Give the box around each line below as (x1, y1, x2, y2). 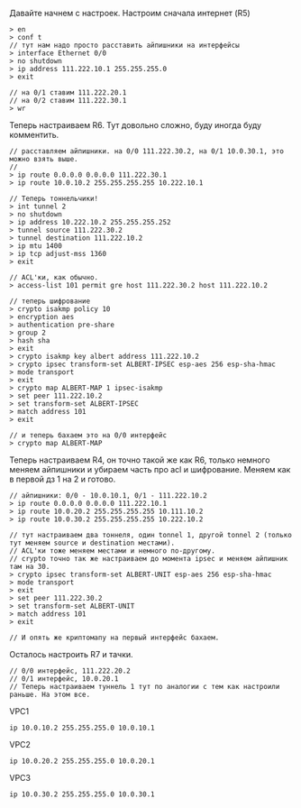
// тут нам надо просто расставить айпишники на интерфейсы (9, 41, 241, 50)
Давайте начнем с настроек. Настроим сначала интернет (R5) (9, 8, 251, 18)
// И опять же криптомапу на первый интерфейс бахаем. (9, 633, 220, 642)
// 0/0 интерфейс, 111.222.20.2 (9, 666, 131, 675)
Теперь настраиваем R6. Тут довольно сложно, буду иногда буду (9, 120, 262, 130)
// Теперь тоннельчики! (9, 194, 99, 203)
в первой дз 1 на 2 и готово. (9, 473, 116, 484)
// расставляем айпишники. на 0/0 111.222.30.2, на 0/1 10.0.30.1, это (9, 147, 284, 156)
